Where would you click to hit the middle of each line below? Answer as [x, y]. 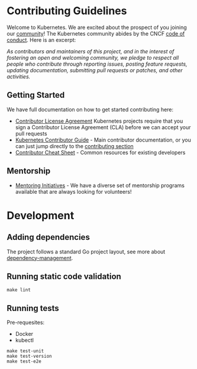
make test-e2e [24, 362]
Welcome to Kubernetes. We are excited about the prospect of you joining [97, 27]
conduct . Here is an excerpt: [41, 40]
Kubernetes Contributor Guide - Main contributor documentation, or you [103, 140]
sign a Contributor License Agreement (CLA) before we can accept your [103, 127]
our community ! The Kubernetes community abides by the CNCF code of [96, 33]
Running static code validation [64, 276]
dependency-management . [40, 258]
